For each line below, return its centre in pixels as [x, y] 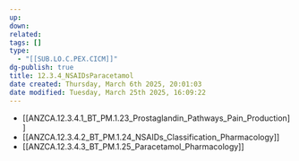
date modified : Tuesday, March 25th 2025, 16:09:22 [107, 92]
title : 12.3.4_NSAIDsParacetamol [72, 76]
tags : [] [26, 42]
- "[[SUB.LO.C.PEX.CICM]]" [68, 59]
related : [26, 34]
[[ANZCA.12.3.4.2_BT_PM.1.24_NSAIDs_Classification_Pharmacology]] [151, 137]
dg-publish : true [42, 68]
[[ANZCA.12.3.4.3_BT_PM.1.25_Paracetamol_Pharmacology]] [133, 146]
